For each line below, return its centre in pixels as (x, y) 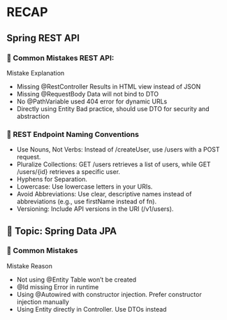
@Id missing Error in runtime (58, 286)
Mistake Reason (30, 266)
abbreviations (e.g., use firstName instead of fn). (87, 202)
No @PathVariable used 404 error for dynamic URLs (92, 101)
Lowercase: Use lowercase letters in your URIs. (85, 187)
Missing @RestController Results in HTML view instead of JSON (109, 86)
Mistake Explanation (36, 73)
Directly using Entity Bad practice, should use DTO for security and (113, 108)
